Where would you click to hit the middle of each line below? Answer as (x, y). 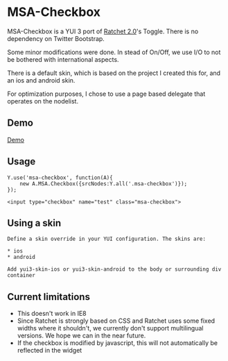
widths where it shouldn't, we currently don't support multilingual (110, 328)
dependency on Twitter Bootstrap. (56, 38)
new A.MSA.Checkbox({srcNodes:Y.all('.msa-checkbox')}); (104, 184)
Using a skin (34, 223)
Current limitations (49, 297)
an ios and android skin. (41, 80)
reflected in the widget (50, 351)
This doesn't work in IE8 (52, 314)
